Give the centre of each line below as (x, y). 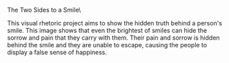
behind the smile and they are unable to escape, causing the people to (107, 45)
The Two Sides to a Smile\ (44, 10)
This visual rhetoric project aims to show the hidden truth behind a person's (115, 23)
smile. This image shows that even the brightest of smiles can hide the (107, 30)
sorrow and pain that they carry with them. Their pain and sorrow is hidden (113, 38)
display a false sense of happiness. (57, 52)
